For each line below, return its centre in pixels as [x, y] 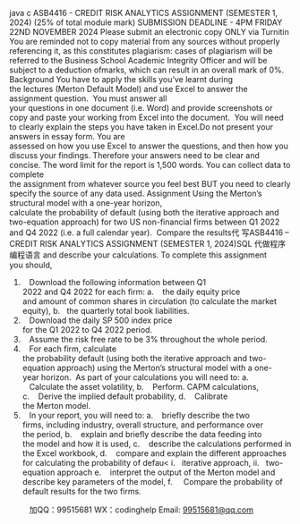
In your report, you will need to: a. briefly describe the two [140, 415]
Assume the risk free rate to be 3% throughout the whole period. [149, 339]
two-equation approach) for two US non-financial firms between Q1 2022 [145, 222]
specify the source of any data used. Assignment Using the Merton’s [136, 193]
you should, [31, 265]
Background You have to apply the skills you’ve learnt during [121, 79]
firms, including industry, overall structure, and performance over [143, 425]
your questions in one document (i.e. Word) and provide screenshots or [141, 108]
